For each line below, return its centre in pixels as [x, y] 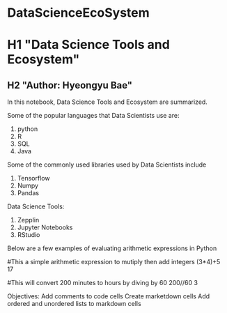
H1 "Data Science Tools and [89, 45]
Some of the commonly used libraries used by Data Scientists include [107, 165]
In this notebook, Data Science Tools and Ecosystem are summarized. [107, 102]
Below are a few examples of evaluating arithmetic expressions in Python [112, 248]
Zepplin [28, 220]
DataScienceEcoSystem [78, 13]
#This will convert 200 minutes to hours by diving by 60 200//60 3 [103, 283]
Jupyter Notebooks [45, 227]
